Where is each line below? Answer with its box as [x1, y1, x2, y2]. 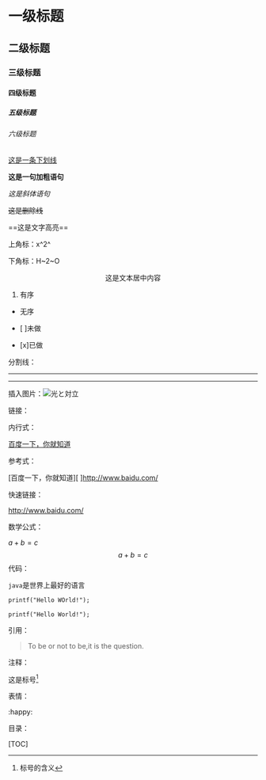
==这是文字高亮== [8, 223, 69, 232]
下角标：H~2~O [8, 256, 60, 265]
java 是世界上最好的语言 [8, 580, 85, 590]
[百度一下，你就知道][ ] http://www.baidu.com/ [8, 473, 158, 482]
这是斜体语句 [8, 188, 50, 198]
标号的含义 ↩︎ [19, 763, 63, 773]
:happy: [8, 707, 33, 717]
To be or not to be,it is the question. [27, 641, 144, 650]
